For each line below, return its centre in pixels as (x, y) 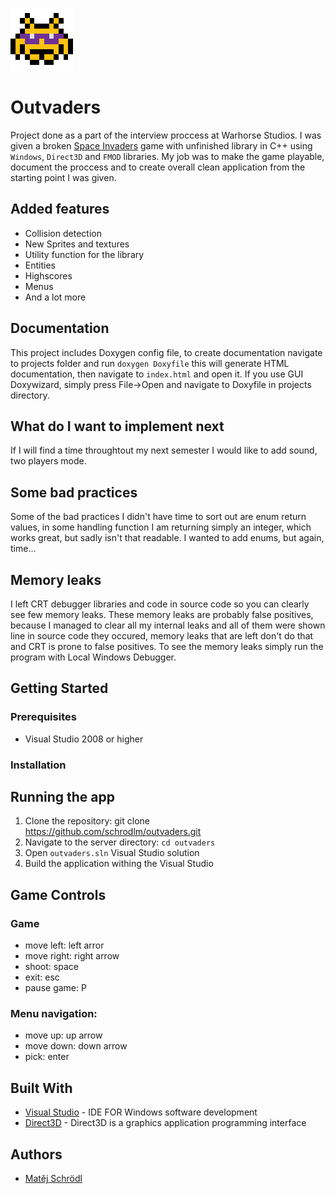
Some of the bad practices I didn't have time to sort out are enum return (158, 517)
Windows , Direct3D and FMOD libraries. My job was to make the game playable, (167, 156)
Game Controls (58, 894)
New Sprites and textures (77, 244)
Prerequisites (43, 717)
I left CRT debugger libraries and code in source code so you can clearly (160, 604)
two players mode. (48, 461)
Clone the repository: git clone (87, 821)
